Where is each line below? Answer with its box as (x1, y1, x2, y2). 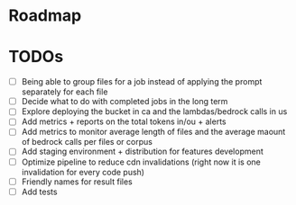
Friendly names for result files (21, 176, 133, 187)
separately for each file (21, 86, 108, 97)
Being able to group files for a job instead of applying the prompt (21, 76, 263, 87)
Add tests (21, 186, 58, 197)
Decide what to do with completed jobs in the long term (21, 96, 228, 107)
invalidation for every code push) (21, 166, 145, 177)
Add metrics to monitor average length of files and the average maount (21, 127, 286, 138)
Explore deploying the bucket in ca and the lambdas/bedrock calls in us (21, 106, 288, 117)
